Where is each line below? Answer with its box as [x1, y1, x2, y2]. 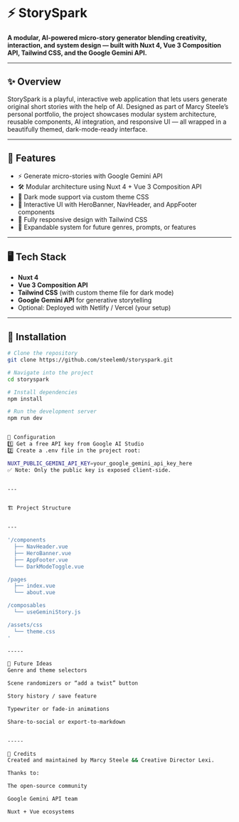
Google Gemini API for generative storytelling [17, 296, 152, 305]
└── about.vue [14, 589, 55, 596]
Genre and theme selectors [7, 667, 87, 674]
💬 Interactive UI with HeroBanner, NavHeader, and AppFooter [17, 200, 197, 209]
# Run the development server [7, 408, 97, 416]
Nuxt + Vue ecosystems [7, 808, 75, 815]
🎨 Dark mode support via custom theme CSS [17, 192, 149, 201]
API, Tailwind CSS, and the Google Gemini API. [7, 48, 147, 57]
